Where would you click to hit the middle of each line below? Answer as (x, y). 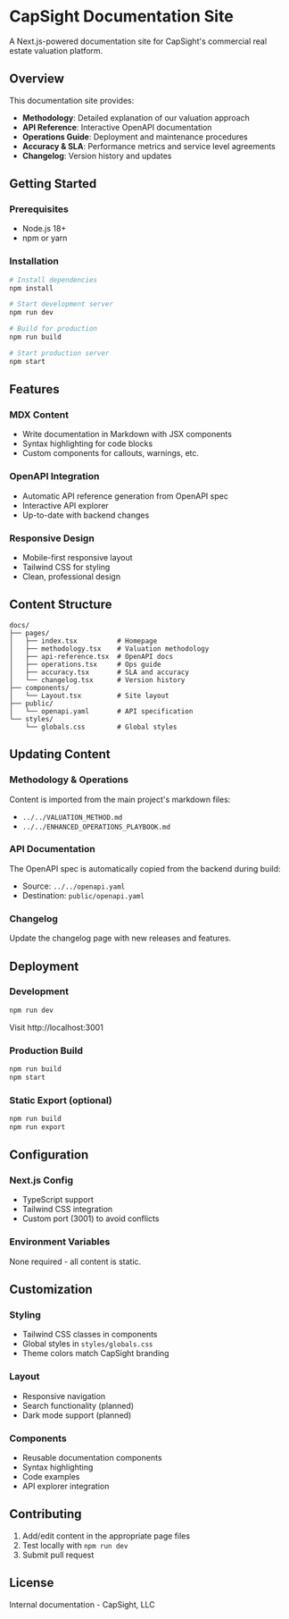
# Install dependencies (54, 280)
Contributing (45, 1514)
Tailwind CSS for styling (66, 567)
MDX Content (39, 415)
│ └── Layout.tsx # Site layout (89, 696)
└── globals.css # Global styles (101, 727)
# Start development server (62, 304)
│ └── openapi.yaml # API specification (101, 711)
